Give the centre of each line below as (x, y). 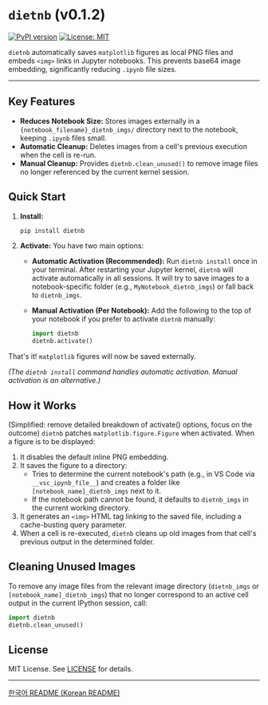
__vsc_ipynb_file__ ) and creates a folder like (106, 482)
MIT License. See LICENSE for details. (71, 669)
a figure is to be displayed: (52, 441)
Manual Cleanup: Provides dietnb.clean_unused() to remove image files (139, 163)
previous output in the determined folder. (87, 542)
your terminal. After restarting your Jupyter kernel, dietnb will (132, 270)
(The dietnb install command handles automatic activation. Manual (123, 372)
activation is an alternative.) (55, 380)
